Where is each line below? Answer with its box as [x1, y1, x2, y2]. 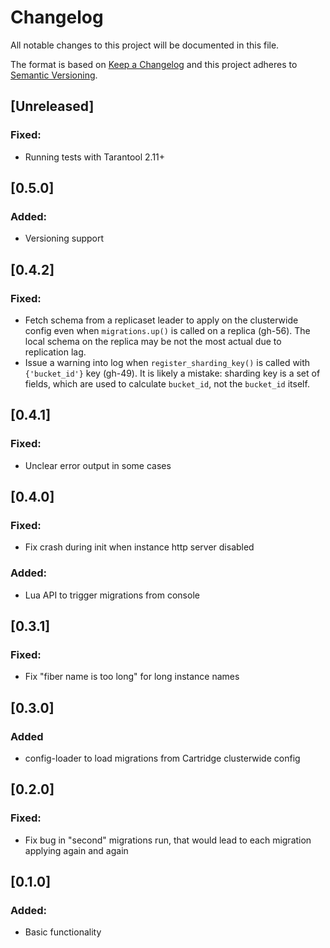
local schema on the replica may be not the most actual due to [24, 336, 282, 347]
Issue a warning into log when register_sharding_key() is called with [24, 357, 311, 368]
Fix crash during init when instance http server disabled [24, 541, 255, 553]
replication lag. [24, 346, 87, 358]
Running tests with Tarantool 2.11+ [24, 151, 166, 163]
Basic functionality [24, 926, 102, 938]
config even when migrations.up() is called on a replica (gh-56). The [24, 325, 311, 336]
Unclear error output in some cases [24, 459, 172, 471]
